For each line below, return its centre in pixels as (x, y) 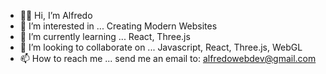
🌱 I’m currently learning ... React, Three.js (105, 36)
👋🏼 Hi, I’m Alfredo (56, 15)
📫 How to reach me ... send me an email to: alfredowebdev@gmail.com (168, 58)
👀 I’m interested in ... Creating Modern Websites (118, 26)
